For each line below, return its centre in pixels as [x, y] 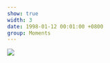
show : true [23, 13]
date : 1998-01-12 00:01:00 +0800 [55, 26]
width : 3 [20, 20]
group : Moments [29, 33]
